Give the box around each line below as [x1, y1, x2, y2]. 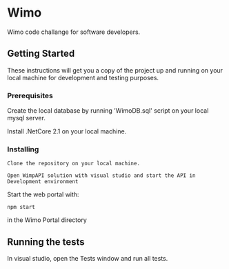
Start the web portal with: [7, 190, 79, 198]
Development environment [7, 178, 79, 185]
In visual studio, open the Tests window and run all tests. [7, 254, 168, 263]
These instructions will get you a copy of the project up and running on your [7, 66, 223, 74]
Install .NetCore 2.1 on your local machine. [7, 127, 127, 136]
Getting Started [7, 48, 75, 59]
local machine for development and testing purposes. [7, 73, 159, 82]
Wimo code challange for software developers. [7, 28, 141, 36]
